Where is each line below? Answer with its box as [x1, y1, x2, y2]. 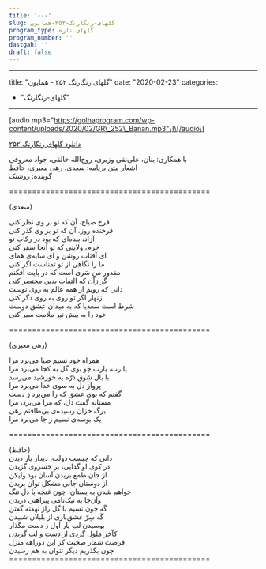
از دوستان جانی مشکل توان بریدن [9, 479, 108, 488]
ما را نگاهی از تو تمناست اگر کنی [9, 259, 105, 269]
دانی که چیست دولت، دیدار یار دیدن [9, 454, 113, 462]
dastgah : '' [9, 41, 48, 49]
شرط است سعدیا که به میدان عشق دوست [9, 301, 135, 311]
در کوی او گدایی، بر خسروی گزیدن [9, 462, 111, 471]
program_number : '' [9, 33, 73, 42]
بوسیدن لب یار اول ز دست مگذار [9, 521, 105, 529]
